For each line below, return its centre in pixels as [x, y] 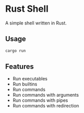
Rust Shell [27, 9]
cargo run [16, 51]
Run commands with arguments [46, 95]
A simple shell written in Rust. [36, 23]
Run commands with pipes [40, 100]
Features [19, 67]
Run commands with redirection [46, 106]
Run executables [30, 79]
